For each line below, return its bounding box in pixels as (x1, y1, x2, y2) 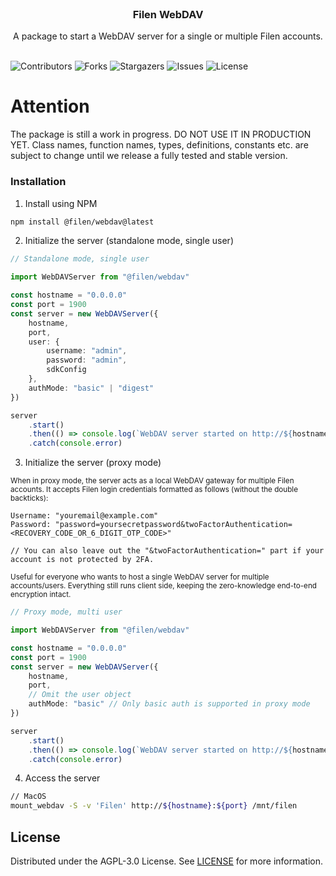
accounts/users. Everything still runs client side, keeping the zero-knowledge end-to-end (10, 581, 317, 591)
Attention (10, 95, 90, 118)
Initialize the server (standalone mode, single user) (24, 235, 234, 247)
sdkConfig (46, 365, 87, 375)
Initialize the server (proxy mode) (24, 457, 162, 469)
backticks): (10, 493, 49, 504)
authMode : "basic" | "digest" (28, 383, 155, 393)
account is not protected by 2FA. (10, 555, 155, 565)
